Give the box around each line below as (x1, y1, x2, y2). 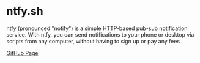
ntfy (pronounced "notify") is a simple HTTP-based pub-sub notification (6, 24, 188, 32)
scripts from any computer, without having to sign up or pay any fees (6, 37, 180, 45)
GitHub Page (6, 49, 39, 56)
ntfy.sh (6, 4, 44, 18)
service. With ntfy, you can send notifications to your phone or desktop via (6, 31, 194, 38)
